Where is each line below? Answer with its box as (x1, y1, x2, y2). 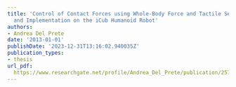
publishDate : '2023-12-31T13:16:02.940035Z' (7, 43, 140, 50)
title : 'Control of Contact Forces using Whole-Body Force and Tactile (7, 10, 221, 18)
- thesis (7, 56, 33, 63)
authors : (7, 23, 33, 30)
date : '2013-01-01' (7, 36, 65, 43)
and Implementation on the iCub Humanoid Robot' (13, 17, 159, 24)
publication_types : (7, 50, 65, 57)
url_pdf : (7, 62, 33, 69)
